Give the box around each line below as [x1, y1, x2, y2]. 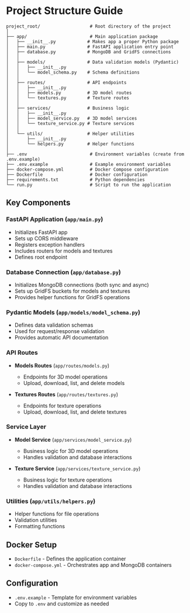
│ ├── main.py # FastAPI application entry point [6, 44, 174, 50]
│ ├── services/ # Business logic [6, 105, 130, 111]
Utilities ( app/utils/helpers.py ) [6, 497, 96, 505]
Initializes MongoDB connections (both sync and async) [14, 281, 149, 288]
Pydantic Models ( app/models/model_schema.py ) [6, 308, 140, 316]
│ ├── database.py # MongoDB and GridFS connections [6, 49, 171, 55]
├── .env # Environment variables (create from [6, 151, 184, 157]
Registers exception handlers [14, 241, 85, 248]
